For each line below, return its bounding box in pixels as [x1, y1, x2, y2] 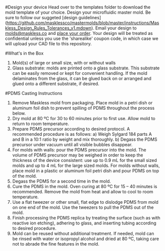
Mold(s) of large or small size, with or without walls [12, 60, 116, 65]
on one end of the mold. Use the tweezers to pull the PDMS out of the [12, 204, 154, 210]
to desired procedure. [12, 225, 57, 231]
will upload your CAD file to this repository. [5, 41, 92, 46]
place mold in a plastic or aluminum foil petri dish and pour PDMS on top [12, 168, 159, 174]
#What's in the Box [5, 50, 44, 56]
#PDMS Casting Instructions [5, 91, 63, 96]
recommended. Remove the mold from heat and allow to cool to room [12, 189, 154, 194]
